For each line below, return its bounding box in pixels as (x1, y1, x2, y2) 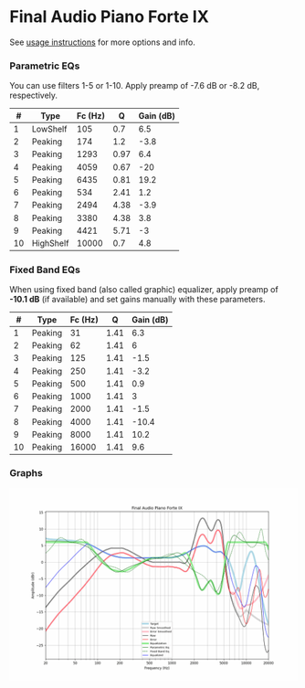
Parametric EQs (9, 59, 80, 72)
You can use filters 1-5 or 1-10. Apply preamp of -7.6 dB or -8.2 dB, (9, 80, 260, 91)
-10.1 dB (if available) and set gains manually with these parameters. (9, 294, 266, 305)
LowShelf (31, 123, 68, 134)
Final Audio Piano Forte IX (9, 6, 210, 27)
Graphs (9, 467, 43, 480)
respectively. (9, 90, 58, 101)
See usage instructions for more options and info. (9, 37, 196, 48)
